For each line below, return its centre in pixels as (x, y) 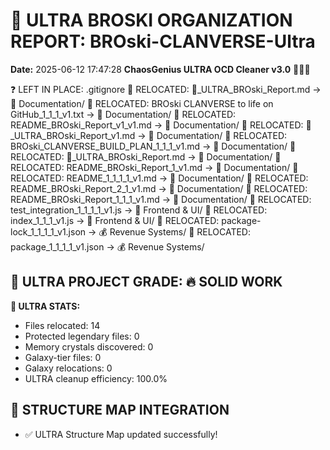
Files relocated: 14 (62, 325)
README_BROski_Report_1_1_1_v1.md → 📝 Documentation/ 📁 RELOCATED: (161, 199)
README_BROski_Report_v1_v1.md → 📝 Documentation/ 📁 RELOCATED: (157, 125)
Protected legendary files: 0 (82, 336)
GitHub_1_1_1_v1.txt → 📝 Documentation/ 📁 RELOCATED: (123, 114)
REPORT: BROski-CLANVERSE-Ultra (163, 41)
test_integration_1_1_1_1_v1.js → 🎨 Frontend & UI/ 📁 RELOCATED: (139, 210)
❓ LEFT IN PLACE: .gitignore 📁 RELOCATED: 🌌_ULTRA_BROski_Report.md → (166, 89)
